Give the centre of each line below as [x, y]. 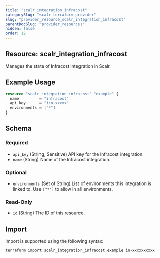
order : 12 [16, 33]
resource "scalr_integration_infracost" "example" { [62, 94]
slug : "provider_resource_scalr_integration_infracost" [65, 19]
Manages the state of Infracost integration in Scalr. [58, 66]
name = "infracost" [39, 99]
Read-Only [19, 202]
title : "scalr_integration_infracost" [46, 10]
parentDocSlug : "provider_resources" [45, 24]
